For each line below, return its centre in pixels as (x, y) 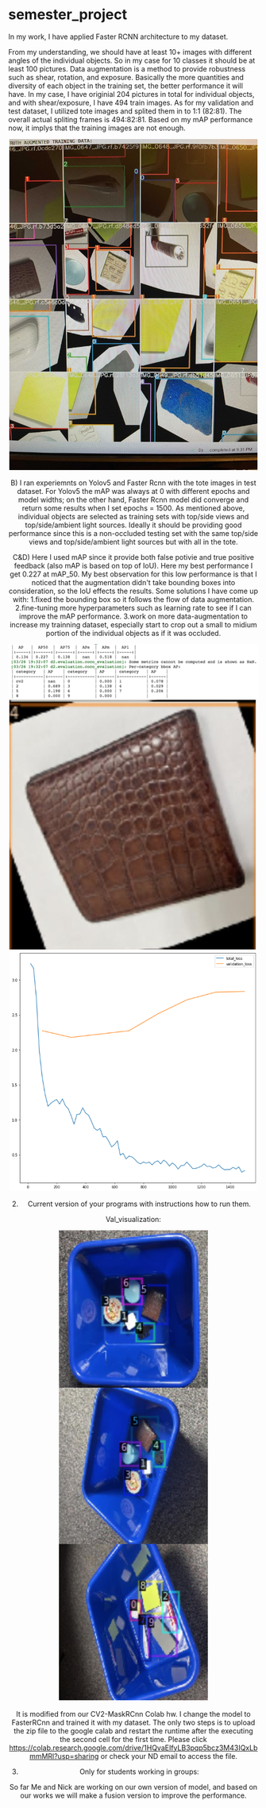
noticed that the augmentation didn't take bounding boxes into (133, 582)
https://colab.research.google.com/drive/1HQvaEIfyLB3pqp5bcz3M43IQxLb (133, 1748)
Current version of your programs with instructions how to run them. (139, 1204)
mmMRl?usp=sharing (64, 1756)
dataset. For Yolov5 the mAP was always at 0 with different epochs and (133, 491)
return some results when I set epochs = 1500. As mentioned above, (133, 508)
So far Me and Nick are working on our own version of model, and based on (133, 1787)
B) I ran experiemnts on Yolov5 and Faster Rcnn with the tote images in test (133, 483)
